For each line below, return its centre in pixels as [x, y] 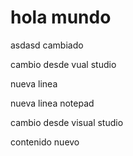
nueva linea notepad [52, 103]
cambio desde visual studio [67, 122]
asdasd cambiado [47, 45]
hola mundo [61, 17]
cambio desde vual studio [63, 64]
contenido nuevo [45, 142]
